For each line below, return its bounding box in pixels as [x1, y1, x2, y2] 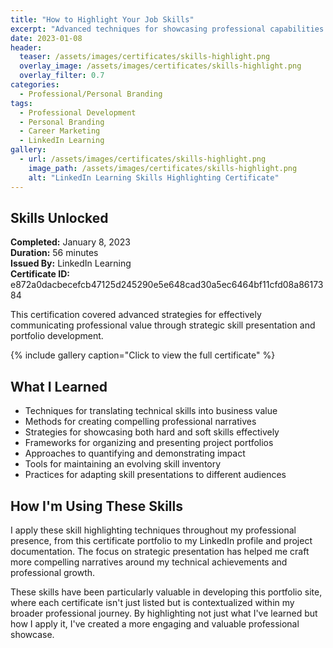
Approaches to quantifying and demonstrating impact [24, 447, 246, 460]
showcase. [10, 628, 55, 640]
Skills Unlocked [10, 209, 109, 226]
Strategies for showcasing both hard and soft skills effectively [24, 426, 280, 438]
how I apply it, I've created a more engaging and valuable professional [10, 617, 300, 630]
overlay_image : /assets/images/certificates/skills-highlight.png [19, 61, 302, 71]
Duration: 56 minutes [10, 247, 99, 259]
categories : [10, 80, 60, 90]
